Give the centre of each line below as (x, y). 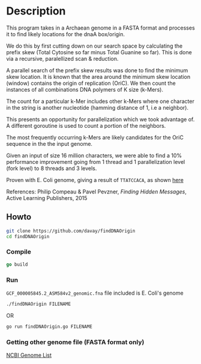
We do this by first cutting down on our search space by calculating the (94, 46)
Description (36, 11)
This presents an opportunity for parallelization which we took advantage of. (100, 119)
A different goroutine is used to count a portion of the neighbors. (86, 125)
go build (17, 264)
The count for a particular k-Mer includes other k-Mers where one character (100, 101)
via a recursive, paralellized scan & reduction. (62, 58)
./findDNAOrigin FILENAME (38, 304)
